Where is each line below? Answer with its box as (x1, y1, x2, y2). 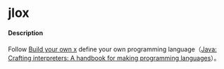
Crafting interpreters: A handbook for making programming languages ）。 (8, 54, 220, 63)
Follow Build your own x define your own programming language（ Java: (8, 45, 217, 54)
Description (8, 28, 44, 37)
